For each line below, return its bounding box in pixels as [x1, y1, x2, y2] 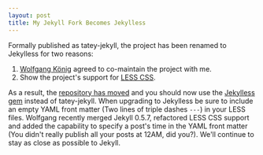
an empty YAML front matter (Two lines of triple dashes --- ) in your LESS [8, 104, 246, 114]
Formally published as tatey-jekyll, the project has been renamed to [8, 40, 227, 50]
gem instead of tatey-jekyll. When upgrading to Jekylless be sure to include [8, 96, 254, 105]
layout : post [8, 11, 51, 20]
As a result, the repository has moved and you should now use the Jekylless [8, 87, 256, 97]
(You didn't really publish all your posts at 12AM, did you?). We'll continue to [8, 129, 254, 138]
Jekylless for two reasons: [8, 49, 94, 58]
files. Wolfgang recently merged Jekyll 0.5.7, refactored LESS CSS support [8, 113, 250, 122]
